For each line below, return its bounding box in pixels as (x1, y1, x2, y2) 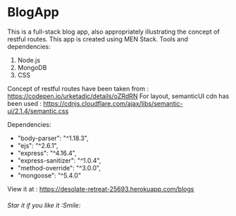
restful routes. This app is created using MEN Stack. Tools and (7, 34, 188, 43)
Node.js (17, 55, 41, 64)
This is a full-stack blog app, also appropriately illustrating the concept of (7, 27, 220, 36)
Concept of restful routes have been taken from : (7, 84, 149, 93)
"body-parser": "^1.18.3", (17, 134, 89, 142)
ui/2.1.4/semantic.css (7, 107, 69, 115)
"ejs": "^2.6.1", (17, 141, 58, 149)
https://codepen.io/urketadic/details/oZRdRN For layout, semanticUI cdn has (7, 92, 230, 100)
